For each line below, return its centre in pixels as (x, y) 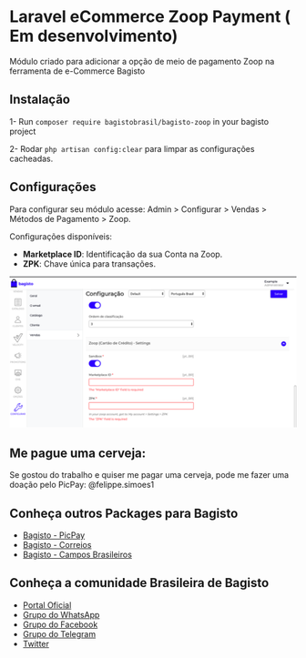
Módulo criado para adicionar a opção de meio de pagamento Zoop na (142, 61)
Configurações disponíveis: (61, 236)
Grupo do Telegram (59, 633)
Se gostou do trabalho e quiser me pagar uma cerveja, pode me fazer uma (149, 475)
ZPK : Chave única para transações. (89, 263)
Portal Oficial (47, 605)
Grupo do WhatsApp (61, 614)
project (23, 131)
